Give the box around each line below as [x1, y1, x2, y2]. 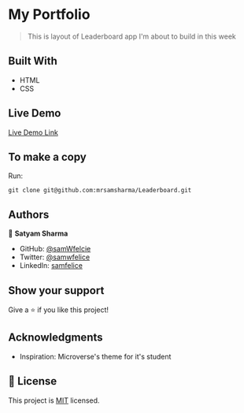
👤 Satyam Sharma [8, 229, 68, 238]
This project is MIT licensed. [8, 396, 100, 405]
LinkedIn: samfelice [19, 261, 83, 270]
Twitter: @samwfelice [19, 252, 91, 262]
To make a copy [8, 150, 87, 163]
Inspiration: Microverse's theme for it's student [19, 352, 172, 361]
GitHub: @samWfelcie [19, 244, 91, 254]
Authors [8, 207, 50, 221]
